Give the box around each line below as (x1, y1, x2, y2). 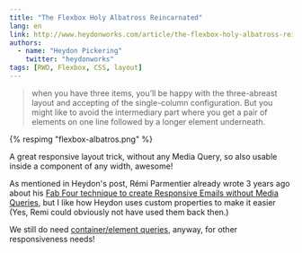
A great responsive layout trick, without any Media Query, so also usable (9, 151, 278, 161)
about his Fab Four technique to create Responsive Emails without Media (9, 188, 279, 198)
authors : (9, 38, 42, 48)
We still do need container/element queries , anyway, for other (9, 223, 238, 234)
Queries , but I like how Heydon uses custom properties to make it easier (9, 196, 276, 207)
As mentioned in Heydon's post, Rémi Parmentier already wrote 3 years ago (9, 178, 290, 188)
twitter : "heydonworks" (25, 55, 115, 64)
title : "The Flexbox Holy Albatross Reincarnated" (9, 13, 203, 22)
